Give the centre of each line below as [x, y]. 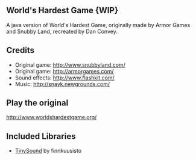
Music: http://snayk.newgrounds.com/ [62, 84]
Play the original [37, 103]
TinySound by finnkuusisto [48, 151]
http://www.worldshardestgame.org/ [52, 117]
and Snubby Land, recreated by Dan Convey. [62, 31]
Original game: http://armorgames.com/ [64, 71]
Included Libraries [41, 136]
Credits [21, 50]
